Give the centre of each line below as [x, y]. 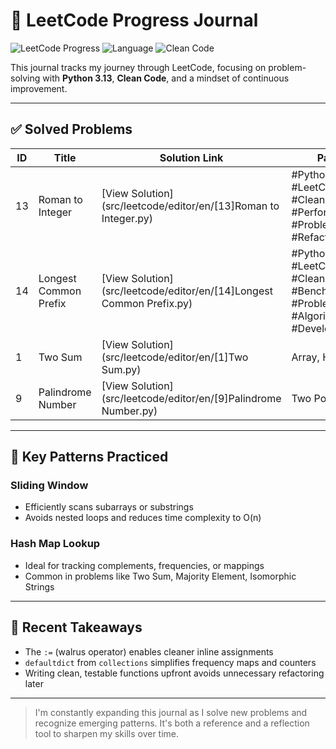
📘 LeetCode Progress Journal [134, 20]
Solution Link [191, 157]
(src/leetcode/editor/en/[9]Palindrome [191, 398]
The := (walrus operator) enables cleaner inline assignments [149, 651]
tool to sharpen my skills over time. [107, 733]
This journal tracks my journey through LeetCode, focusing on [138, 67]
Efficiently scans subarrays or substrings [109, 507]
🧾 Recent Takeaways [76, 627]
